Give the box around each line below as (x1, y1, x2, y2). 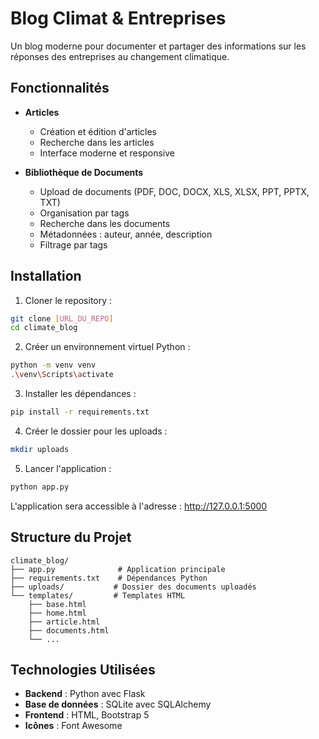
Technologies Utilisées (10, 661, 156, 678)
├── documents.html (28, 625, 110, 636)
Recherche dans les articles (39, 136, 155, 148)
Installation (10, 268, 82, 285)
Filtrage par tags (39, 238, 108, 251)
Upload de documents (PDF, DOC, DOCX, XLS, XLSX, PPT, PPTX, (39, 185, 310, 197)
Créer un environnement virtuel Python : (24, 341, 191, 353)
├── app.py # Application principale (10, 564, 226, 574)
